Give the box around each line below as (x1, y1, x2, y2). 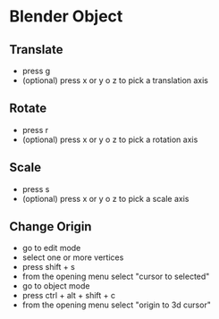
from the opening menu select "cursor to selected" (21, 271, 210, 282)
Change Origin (9, 219, 92, 234)
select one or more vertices (21, 252, 124, 263)
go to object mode (21, 281, 90, 291)
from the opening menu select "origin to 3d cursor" (21, 299, 212, 310)
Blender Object (9, 6, 123, 27)
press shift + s (21, 262, 76, 273)
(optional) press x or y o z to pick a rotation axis (21, 134, 198, 145)
